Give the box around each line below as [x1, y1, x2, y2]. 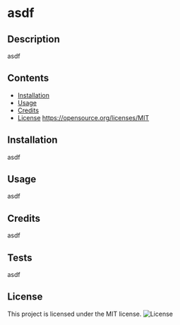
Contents [7, 72, 49, 84]
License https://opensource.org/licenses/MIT [17, 113, 150, 122]
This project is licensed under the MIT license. [7, 309, 142, 318]
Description [7, 33, 60, 45]
